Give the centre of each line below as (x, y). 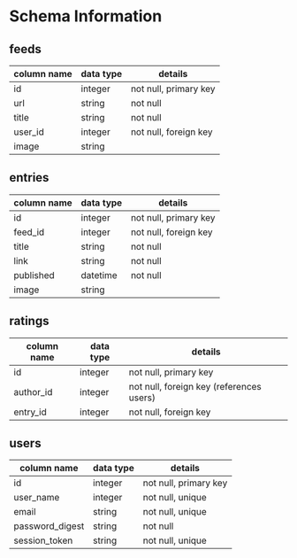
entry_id (30, 412)
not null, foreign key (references (195, 386)
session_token (43, 540)
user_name (37, 498)
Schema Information (86, 16)
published (34, 275)
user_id (29, 132)
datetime (99, 275)
